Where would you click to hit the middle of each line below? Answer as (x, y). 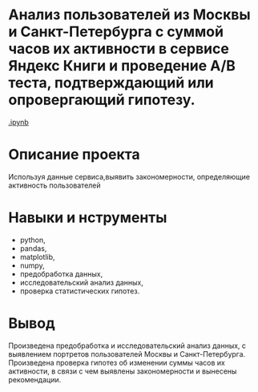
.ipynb (19, 122)
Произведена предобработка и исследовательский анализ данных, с (127, 346)
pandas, (33, 248)
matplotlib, (37, 257)
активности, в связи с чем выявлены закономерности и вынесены (123, 371)
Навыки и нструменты (88, 218)
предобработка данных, (61, 273)
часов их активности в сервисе (119, 49)
